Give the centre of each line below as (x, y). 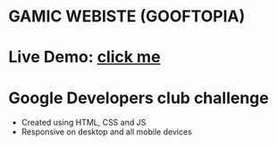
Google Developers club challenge (139, 97)
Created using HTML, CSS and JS (84, 123)
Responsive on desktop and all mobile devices (107, 132)
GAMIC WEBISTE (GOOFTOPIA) (127, 16)
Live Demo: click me (84, 57)
